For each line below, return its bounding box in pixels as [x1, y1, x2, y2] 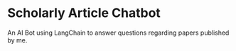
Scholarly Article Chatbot [7, 5, 161, 21]
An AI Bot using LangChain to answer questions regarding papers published [7, 28, 230, 37]
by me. [7, 35, 28, 44]
